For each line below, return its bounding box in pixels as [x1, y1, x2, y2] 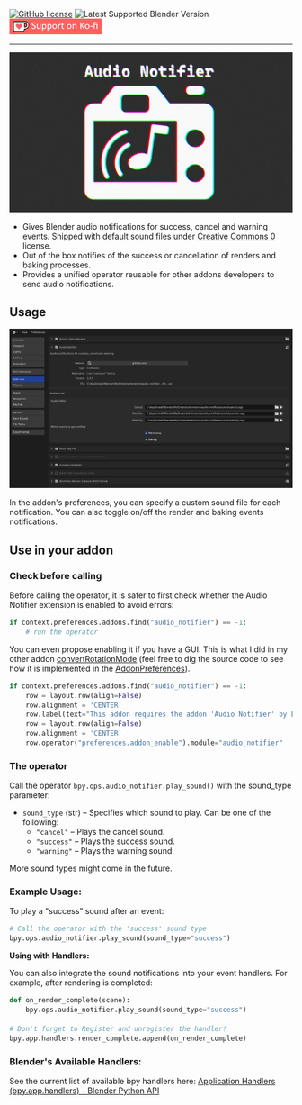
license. [22, 240, 52, 251]
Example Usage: [9, 885, 83, 898]
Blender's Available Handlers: [9, 1055, 142, 1067]
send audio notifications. [22, 278, 114, 289]
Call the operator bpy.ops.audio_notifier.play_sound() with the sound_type [9, 780, 292, 792]
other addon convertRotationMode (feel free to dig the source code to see [9, 653, 284, 664]
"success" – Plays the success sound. [35, 836, 175, 847]
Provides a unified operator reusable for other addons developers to [22, 268, 275, 279]
